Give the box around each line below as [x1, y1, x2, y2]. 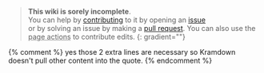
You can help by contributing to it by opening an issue [27, 15, 206, 25]
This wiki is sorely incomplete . [27, 7, 131, 16]
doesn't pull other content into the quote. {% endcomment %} [8, 56, 213, 65]
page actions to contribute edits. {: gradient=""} [27, 32, 186, 41]
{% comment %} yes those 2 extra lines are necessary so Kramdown [8, 48, 236, 56]
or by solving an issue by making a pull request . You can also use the [27, 24, 256, 33]
